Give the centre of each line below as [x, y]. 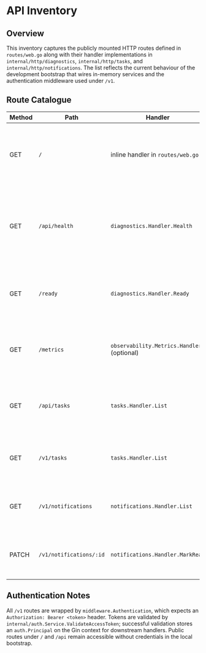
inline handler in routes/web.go [155, 154]
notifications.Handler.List [151, 506]
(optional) [125, 353]
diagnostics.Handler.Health [151, 226]
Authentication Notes [48, 596]
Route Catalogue [39, 100]
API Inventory [42, 11]
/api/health [56, 226]
